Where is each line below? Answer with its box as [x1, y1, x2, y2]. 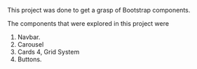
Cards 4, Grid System [17, 48, 80, 56]
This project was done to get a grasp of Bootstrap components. [7, 6, 191, 14]
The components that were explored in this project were [7, 20, 170, 27]
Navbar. [17, 33, 41, 41]
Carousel [17, 40, 44, 48]
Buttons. [17, 55, 42, 63]
